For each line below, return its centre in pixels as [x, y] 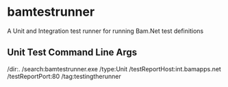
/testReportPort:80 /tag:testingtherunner [64, 76]
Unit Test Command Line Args [72, 52]
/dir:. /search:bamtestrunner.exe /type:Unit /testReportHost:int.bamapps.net [114, 69]
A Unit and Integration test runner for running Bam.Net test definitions [105, 31]
